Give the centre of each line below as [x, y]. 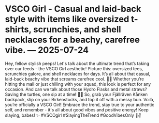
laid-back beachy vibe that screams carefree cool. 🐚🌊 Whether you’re [74, 79]
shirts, [18, 30]
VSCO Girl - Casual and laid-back [73, 9]
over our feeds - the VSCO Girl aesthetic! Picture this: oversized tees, [74, 68]
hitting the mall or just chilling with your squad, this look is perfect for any [78, 84]
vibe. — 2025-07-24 [47, 50]
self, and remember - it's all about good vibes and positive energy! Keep [77, 109]
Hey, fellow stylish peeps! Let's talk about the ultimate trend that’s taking [77, 63]
